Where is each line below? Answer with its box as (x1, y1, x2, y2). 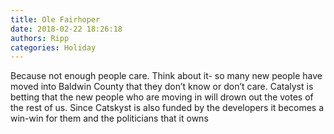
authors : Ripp (10, 33, 70, 43)
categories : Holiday (10, 42, 97, 53)
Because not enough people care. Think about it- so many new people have (10, 70, 323, 82)
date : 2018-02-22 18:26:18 (10, 24, 123, 34)
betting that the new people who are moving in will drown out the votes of (10, 91, 314, 103)
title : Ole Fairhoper (10, 14, 101, 25)
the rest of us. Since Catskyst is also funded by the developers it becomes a (10, 102, 325, 114)
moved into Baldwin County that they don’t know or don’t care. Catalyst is (10, 81, 314, 93)
